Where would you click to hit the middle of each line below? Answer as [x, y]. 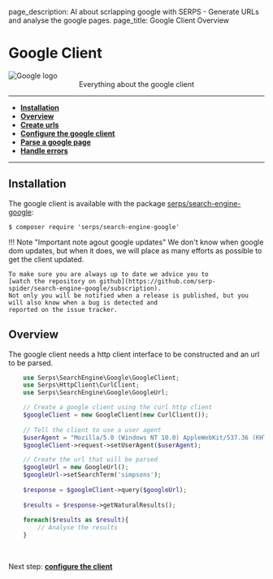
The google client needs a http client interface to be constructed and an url [134, 354]
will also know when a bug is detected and [83, 302]
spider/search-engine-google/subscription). [85, 288]
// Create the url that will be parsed [91, 460]
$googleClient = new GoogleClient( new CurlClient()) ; [116, 415]
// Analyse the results [78, 528]
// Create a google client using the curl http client [118, 408]
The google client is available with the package [87, 203]
